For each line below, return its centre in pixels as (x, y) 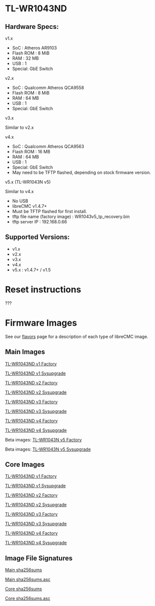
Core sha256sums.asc (28, 599)
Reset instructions (43, 290)
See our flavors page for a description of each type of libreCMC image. (77, 337)
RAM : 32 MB (25, 58)
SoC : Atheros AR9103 (34, 48)
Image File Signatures (39, 558)
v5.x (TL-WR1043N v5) (28, 182)
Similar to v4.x (20, 191)
